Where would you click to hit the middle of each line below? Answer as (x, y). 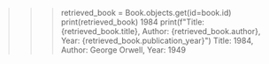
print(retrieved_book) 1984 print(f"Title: (133, 22)
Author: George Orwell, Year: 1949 (123, 50)
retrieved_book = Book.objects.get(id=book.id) (146, 13)
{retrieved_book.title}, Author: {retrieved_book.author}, (161, 31)
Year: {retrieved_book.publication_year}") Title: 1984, (157, 40)
